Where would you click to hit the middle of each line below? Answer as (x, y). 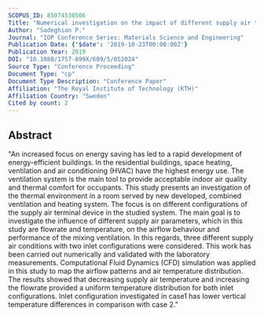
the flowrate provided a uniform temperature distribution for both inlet (121, 287)
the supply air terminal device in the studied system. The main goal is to (125, 212)
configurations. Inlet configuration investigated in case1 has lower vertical (127, 296)
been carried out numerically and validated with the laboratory (109, 254)
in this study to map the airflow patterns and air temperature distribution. (126, 271)
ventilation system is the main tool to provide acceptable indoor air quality (128, 179)
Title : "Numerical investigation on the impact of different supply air (130, 23)
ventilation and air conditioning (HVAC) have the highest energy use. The (126, 171)
